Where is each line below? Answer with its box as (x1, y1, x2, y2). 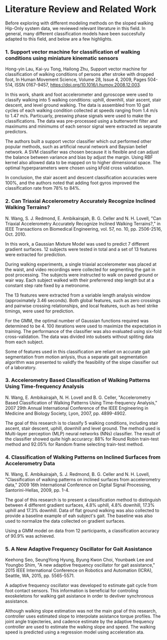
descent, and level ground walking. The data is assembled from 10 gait (5, 102, 151, 108)
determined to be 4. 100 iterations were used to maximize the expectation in (5, 323, 161, 329)
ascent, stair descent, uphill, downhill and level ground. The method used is (5, 425, 161, 431)
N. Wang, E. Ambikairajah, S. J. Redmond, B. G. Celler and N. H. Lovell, (5, 471, 150, 477)
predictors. (5, 129, 28, 135)
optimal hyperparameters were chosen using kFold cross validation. (5, 165, 145, 171)
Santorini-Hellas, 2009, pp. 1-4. (5, 487, 70, 493)
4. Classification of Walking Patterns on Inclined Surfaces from (5, 453, 161, 460)
